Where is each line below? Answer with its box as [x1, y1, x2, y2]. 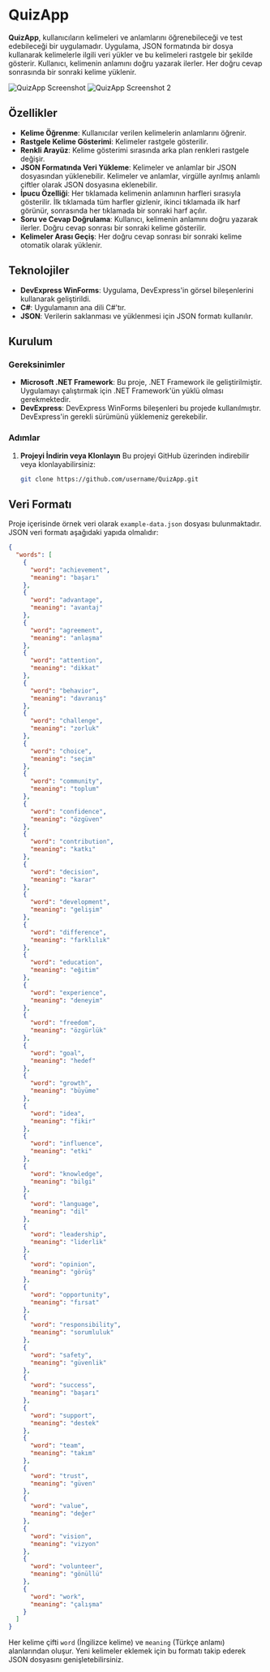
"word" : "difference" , [29, 928, 107, 936]
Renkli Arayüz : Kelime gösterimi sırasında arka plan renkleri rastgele [19, 145, 250, 155]
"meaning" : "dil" [29, 1208, 89, 1216]
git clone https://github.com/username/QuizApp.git [19, 475, 199, 483]
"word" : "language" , [29, 1200, 100, 1208]
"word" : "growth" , [29, 1079, 92, 1087]
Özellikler [8, 106, 58, 120]
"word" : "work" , [29, 1592, 85, 1601]
